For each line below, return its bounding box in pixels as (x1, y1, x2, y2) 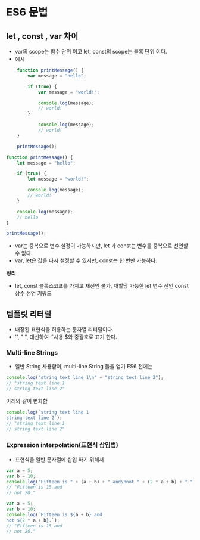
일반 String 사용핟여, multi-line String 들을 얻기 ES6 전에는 (14, 363, 153, 370)
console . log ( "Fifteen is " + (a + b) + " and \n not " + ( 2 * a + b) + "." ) (6, 479, 196, 485)
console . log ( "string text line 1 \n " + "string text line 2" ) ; (6, 375, 164, 381)
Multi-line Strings (6, 348, 58, 356)
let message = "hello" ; (17, 160, 76, 166)
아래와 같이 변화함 (6, 397, 48, 404)
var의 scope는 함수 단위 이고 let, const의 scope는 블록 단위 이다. (14, 48, 168, 55)
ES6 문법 (6, 5, 48, 19)
